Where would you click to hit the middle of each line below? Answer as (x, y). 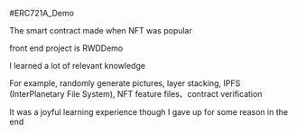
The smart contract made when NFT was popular (101, 30)
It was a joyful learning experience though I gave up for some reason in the (149, 112)
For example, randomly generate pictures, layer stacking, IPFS (125, 83)
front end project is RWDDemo (66, 48)
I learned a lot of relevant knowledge (78, 66)
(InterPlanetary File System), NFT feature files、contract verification (136, 94)
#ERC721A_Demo (42, 13)
